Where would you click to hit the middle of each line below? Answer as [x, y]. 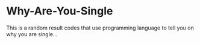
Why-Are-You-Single [60, 11]
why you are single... [32, 34]
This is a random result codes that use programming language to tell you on [100, 28]
